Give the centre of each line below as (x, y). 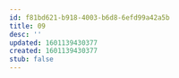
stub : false (31, 59)
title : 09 (28, 26)
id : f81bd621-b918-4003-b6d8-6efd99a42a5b (89, 17)
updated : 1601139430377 (54, 43)
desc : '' (26, 34)
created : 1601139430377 (54, 51)
